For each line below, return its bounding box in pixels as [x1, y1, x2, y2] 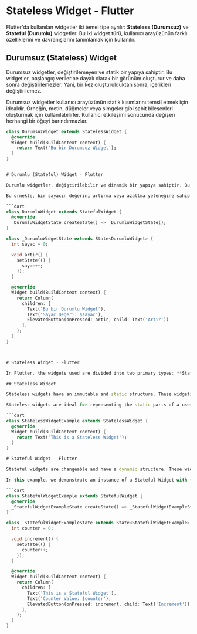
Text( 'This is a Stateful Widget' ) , [27, 590, 117, 596]
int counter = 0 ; [11, 525, 54, 531]
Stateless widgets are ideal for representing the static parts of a [6, 402, 180, 408]
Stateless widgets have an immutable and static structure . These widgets [6, 391, 193, 397]
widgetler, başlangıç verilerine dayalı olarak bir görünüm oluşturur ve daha [6, 74, 186, 82]
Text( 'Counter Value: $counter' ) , [27, 595, 111, 602]
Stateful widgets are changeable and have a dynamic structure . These [6, 466, 182, 473]
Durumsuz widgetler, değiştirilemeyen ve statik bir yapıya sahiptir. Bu [6, 69, 173, 76]
